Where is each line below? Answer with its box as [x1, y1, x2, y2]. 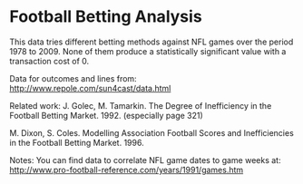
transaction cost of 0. [9, 55, 90, 66]
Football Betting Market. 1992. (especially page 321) [9, 110, 204, 121]
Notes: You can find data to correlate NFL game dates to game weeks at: [9, 154, 281, 165]
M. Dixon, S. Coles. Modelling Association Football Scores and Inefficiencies [9, 127, 295, 138]
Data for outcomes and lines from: [9, 73, 138, 83]
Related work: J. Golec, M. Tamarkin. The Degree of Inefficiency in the [9, 100, 272, 111]
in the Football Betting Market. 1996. [9, 137, 144, 148]
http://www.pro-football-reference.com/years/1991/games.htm [9, 164, 244, 175]
